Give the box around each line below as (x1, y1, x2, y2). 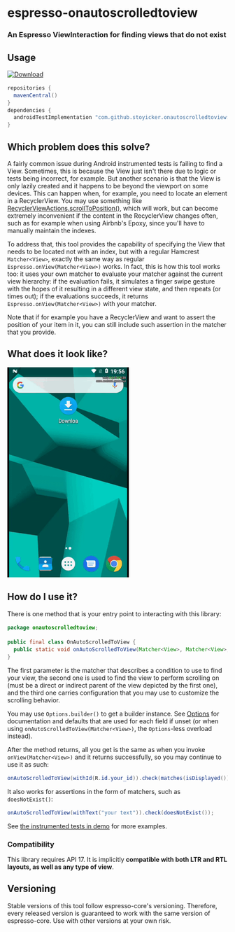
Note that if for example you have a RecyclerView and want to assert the (7, 313, 215, 321)
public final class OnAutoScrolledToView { (7, 639, 136, 646)
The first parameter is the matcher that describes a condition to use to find (7, 666, 222, 674)
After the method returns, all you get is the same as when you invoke (7, 745, 206, 753)
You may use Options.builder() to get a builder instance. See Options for (7, 709, 220, 718)
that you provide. (7, 328, 57, 336)
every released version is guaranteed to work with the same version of (7, 909, 211, 917)
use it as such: (7, 760, 49, 768)
